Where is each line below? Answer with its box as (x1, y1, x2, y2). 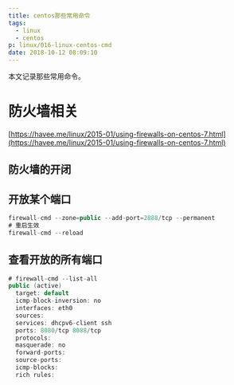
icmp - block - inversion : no (15, 297, 102, 305)
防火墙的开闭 (8, 163, 72, 176)
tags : (8, 19, 26, 27)
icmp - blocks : (15, 363, 59, 371)
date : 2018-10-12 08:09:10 (8, 49, 98, 57)
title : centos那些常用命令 (8, 11, 91, 20)
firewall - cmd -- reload (8, 229, 84, 237)
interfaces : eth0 (15, 304, 73, 312)
